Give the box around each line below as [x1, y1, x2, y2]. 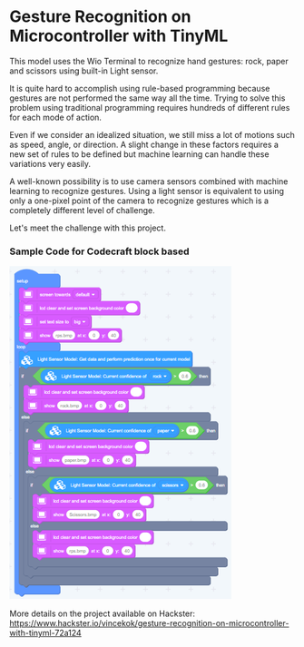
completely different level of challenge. [9, 204, 156, 215]
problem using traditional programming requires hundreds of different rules [9, 102, 290, 113]
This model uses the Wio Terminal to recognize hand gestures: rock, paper [9, 55, 289, 66]
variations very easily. [9, 158, 92, 169]
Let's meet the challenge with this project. [9, 222, 166, 233]
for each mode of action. [9, 112, 103, 123]
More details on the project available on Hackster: [9, 608, 196, 619]
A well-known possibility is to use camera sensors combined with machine [9, 175, 289, 187]
